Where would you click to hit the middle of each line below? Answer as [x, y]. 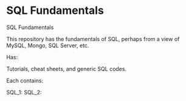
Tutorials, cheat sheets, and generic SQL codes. [66, 69]
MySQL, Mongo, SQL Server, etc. [48, 45]
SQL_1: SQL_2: [24, 92]
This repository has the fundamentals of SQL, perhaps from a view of [93, 39]
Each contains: [25, 80]
